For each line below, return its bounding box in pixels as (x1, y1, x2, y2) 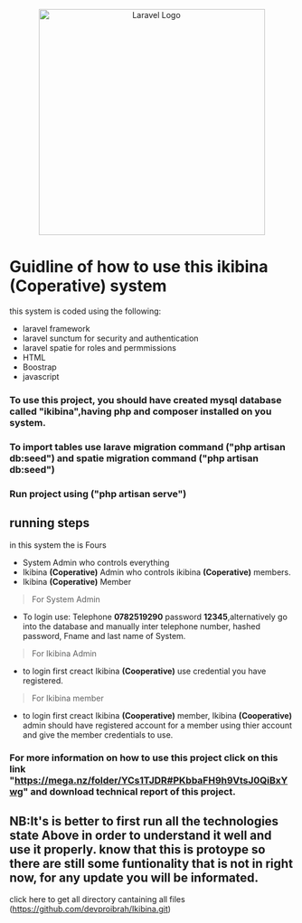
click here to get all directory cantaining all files (9, 894, 185, 905)
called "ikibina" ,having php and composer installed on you (9, 405, 272, 418)
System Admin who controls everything (22, 557, 170, 568)
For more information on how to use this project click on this (9, 751, 278, 764)
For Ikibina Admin (31, 647, 98, 659)
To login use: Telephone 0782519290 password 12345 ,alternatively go (22, 611, 288, 622)
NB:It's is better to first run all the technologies (9, 814, 278, 829)
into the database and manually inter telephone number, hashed (22, 620, 260, 632)
